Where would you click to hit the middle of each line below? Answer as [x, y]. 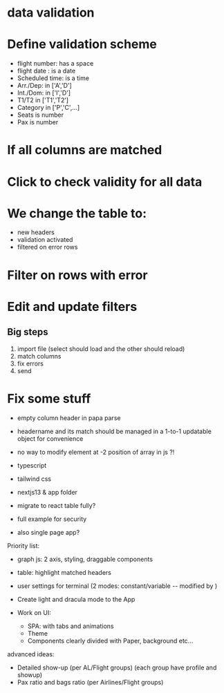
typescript [32, 465]
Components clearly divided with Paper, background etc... [110, 640]
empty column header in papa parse [69, 418]
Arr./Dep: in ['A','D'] [45, 86]
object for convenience [50, 438]
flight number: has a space [55, 64]
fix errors [30, 363]
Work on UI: [34, 612]
